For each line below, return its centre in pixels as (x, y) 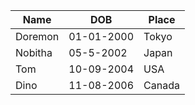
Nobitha (34, 52)
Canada (161, 85)
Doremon (37, 36)
